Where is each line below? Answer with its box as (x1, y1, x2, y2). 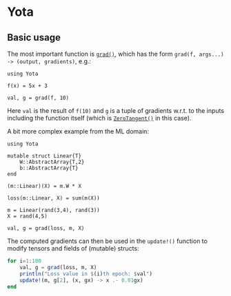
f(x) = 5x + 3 (7, 83, 48, 89)
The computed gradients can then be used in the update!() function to (7, 237, 208, 245)
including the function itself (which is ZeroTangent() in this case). (7, 114, 192, 122)
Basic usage (7, 32, 61, 43)
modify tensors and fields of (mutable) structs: (7, 244, 139, 252)
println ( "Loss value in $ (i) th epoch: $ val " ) (19, 270, 153, 277)
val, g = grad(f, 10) (7, 94, 70, 101)
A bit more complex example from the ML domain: (7, 127, 150, 135)
